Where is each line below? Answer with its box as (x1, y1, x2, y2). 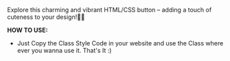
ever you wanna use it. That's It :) (16, 47, 112, 54)
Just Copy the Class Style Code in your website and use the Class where (16, 39, 224, 47)
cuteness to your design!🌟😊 (7, 13, 86, 21)
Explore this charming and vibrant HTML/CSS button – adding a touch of (7, 6, 212, 14)
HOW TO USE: (7, 26, 48, 34)
